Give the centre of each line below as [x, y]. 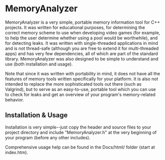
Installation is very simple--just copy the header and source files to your [78, 127]
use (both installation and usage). [39, 64]
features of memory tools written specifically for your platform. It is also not [82, 79]
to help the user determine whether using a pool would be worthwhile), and [82, 38]
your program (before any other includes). [48, 137]
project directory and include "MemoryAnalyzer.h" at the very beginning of [81, 132]
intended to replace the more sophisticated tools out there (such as [73, 84]
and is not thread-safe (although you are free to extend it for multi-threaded [82, 48]
